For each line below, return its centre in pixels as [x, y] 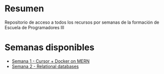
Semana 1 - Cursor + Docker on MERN [50, 61]
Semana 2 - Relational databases [45, 66]
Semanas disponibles [49, 48]
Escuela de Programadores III [34, 27]
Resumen [24, 9]
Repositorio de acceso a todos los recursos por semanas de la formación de [82, 22]
